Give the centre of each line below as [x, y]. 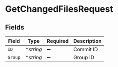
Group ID [84, 57]
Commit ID [86, 49]
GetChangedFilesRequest [59, 9]
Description [88, 41]
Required [58, 41]
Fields [15, 27]
